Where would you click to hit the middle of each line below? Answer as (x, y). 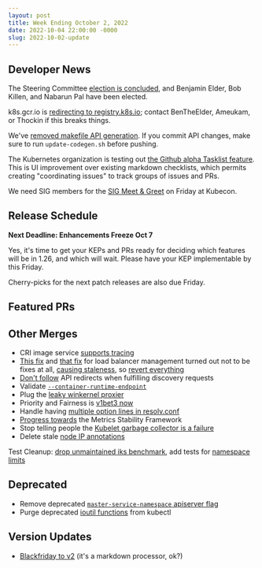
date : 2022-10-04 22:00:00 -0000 (63, 30)
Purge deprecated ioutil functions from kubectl (95, 512)
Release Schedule (53, 216)
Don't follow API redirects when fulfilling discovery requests (116, 378)
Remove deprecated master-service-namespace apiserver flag (119, 503)
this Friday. (26, 267)
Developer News (50, 69)
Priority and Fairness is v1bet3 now (76, 403)
